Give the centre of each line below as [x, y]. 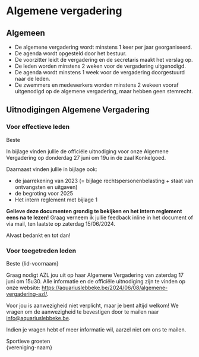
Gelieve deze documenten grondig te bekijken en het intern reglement [94, 211]
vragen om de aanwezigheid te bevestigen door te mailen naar [83, 312]
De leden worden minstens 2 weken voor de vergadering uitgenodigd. [100, 66]
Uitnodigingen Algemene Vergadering [78, 110]
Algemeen [26, 33]
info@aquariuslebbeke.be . [38, 318]
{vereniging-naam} [29, 347]
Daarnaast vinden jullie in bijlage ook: [52, 169]
